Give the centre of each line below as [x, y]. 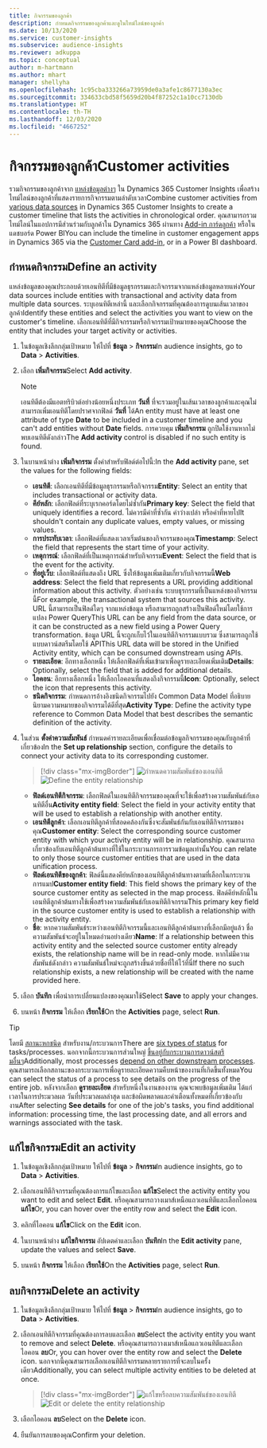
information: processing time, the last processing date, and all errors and [128, 1114]
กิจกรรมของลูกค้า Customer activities [119, 166]
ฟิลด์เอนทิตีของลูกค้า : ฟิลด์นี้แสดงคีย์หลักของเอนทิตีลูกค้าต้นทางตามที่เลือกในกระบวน [141, 875]
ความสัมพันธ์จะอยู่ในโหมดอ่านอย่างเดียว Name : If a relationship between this [143, 936]
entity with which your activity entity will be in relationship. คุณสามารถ [143, 839]
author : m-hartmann [41, 68]
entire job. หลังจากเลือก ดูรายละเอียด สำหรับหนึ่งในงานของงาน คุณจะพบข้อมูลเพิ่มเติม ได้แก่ [131, 1087]
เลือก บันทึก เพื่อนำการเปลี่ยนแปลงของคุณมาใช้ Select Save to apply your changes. [139, 996]
